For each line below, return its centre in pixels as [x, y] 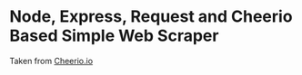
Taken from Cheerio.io [51, 61]
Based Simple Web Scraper [114, 36]
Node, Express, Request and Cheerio [151, 17]
